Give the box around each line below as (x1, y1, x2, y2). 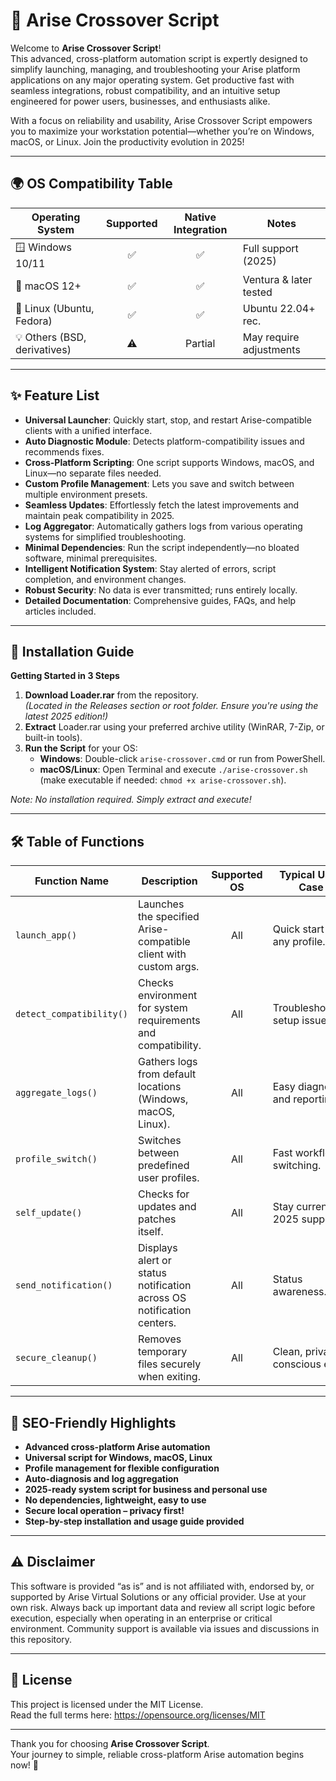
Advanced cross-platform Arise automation (24, 1441, 211, 1453)
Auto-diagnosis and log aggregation (24, 1473, 180, 1484)
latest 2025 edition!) (24, 710, 109, 723)
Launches (138, 897, 185, 911)
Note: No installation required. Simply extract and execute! (10, 794, 252, 806)
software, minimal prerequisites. (24, 552, 158, 564)
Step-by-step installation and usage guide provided (24, 1515, 245, 1527)
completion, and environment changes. (24, 573, 187, 585)
